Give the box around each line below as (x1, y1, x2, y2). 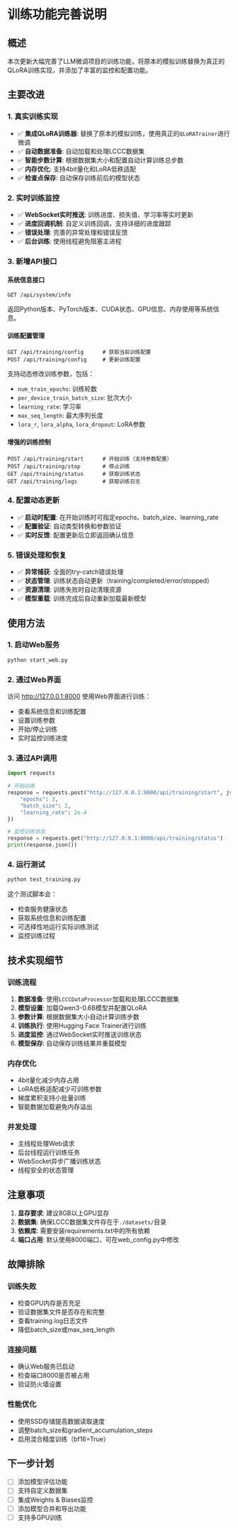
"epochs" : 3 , (20, 796, 59, 803)
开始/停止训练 (17, 725, 58, 733)
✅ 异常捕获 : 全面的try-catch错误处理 (17, 568, 124, 576)
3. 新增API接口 (7, 256, 57, 266)
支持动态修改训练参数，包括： (7, 369, 94, 378)
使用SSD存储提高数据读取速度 (17, 1417, 105, 1425)
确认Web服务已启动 (17, 1362, 75, 1371)
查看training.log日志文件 (17, 1316, 89, 1325)
